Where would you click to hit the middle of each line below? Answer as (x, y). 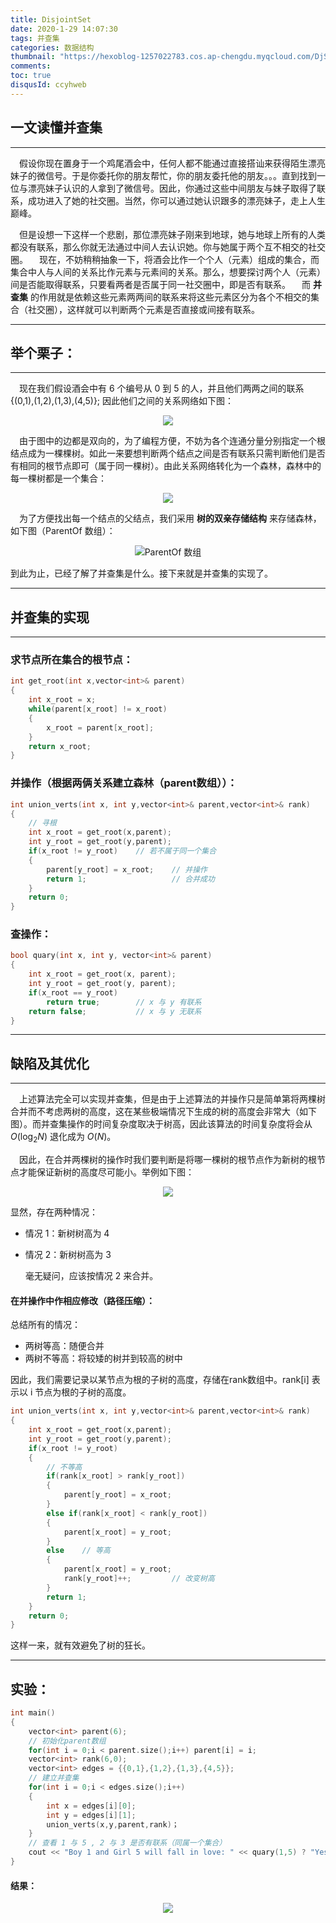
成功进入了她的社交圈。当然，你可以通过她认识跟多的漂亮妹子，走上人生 (176, 200)
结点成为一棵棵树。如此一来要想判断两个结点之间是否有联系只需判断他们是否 (168, 453)
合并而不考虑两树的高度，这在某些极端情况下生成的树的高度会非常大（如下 (163, 1112)
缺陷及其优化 (50, 1063)
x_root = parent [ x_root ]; (100, 727)
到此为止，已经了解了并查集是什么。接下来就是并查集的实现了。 (141, 573)
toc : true (31, 76)
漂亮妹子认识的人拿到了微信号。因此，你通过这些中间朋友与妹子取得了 (172, 188)
